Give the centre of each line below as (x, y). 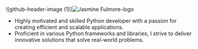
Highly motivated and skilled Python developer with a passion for (95, 21)
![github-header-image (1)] (39, 9)
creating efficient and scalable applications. (69, 27)
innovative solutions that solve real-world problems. (79, 40)
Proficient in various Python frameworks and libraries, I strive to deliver (103, 33)
